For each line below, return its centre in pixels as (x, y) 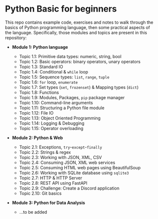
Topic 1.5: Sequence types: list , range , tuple (64, 77)
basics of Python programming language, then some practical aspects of (78, 27)
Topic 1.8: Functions (39, 92)
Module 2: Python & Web (37, 138)
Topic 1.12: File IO (36, 113)
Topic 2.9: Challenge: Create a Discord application (69, 188)
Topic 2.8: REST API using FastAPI (53, 183)
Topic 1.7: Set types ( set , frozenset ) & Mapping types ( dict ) (79, 87)
